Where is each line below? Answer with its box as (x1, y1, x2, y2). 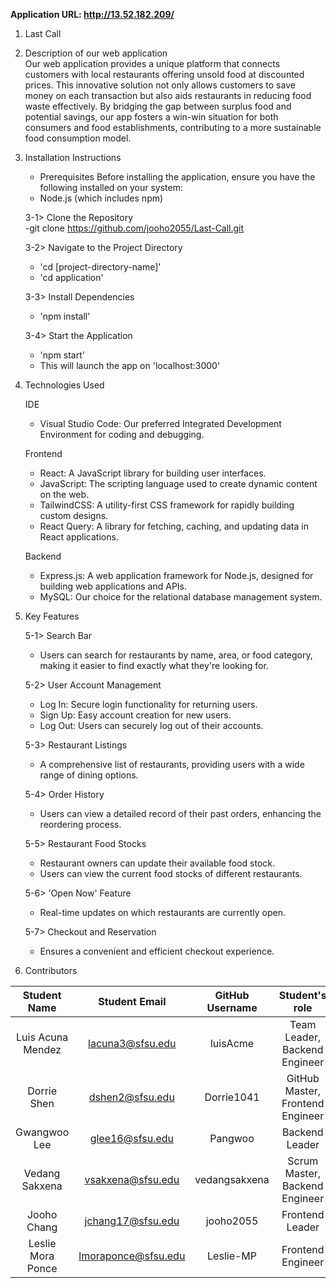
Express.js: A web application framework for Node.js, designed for (39, 570, 314, 581)
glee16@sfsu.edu (89, 1132, 174, 1145)
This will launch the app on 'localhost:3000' (39, 360, 221, 371)
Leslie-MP (207, 1249, 258, 1263)
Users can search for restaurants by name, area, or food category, (39, 649, 313, 661)
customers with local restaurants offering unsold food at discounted (24, 69, 305, 80)
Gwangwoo (15, 1125, 70, 1139)
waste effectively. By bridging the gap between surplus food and (24, 100, 292, 112)
